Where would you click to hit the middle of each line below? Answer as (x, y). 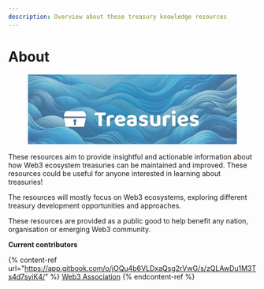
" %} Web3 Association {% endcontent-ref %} (120, 276)
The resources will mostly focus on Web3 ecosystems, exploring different (128, 197)
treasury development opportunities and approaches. (95, 205)
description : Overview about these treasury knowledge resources (117, 17)
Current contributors (43, 244)
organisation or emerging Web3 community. (80, 229)
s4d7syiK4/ (27, 276)
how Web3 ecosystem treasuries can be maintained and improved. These (128, 165)
